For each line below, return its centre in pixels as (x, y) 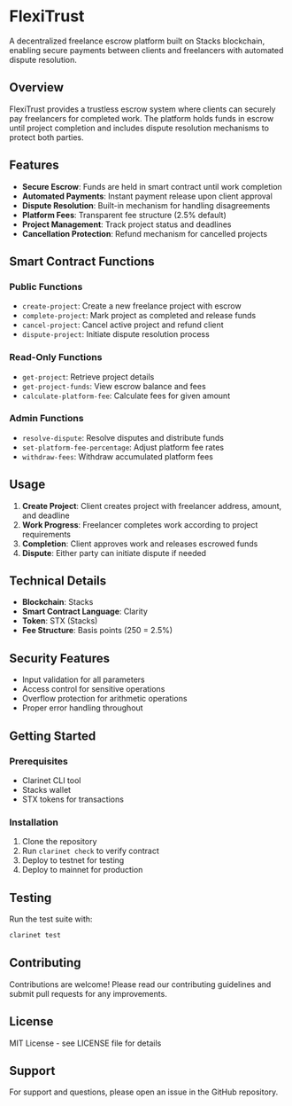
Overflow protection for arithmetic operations (104, 699)
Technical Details (58, 581)
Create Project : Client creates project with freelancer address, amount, (152, 506)
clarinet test (35, 936)
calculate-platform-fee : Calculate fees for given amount (126, 396)
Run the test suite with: (51, 919)
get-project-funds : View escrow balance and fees (114, 386)
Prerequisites (38, 761)
